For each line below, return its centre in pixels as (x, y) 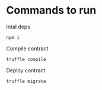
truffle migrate (26, 81)
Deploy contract (26, 70)
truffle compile (26, 59)
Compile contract (27, 49)
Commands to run (51, 10)
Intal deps (18, 27)
